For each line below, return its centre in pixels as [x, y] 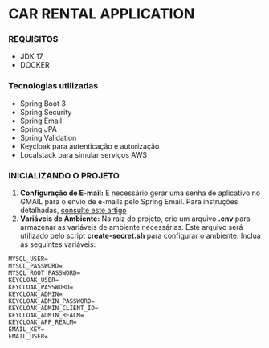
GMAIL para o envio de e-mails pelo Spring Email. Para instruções [129, 202]
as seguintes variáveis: [58, 244]
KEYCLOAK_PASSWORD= [41, 287]
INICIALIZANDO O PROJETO [64, 175]
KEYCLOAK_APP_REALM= [43, 322]
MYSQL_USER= [28, 259]
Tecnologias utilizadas [53, 86]
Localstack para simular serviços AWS [84, 154]
